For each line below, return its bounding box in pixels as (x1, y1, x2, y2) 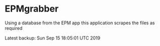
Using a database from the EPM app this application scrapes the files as (5, 20, 155, 26)
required (5, 25, 23, 31)
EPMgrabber (5, 3, 59, 15)
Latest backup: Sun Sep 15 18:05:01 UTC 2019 (5, 35, 101, 41)
